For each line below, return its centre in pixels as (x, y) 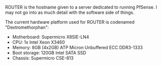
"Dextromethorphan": (27, 27)
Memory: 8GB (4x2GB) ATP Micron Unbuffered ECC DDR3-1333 (78, 47)
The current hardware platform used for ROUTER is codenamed (70, 22)
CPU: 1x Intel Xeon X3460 (39, 42)
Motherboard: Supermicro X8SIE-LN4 (51, 37)
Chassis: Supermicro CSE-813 (43, 58)
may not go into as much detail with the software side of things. (70, 12)
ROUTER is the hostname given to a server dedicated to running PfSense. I (81, 7)
